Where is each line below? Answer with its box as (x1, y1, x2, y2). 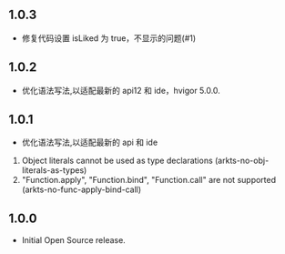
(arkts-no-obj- (214, 155, 270, 167)
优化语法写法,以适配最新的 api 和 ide (21, 137, 158, 148)
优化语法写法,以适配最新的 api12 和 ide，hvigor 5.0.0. (21, 85, 220, 96)
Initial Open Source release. (21, 235, 127, 246)
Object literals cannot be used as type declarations (21, 155, 213, 167)
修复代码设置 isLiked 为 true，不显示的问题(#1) (21, 32, 197, 44)
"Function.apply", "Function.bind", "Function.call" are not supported (21, 175, 277, 186)
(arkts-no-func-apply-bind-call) (21, 184, 142, 195)
